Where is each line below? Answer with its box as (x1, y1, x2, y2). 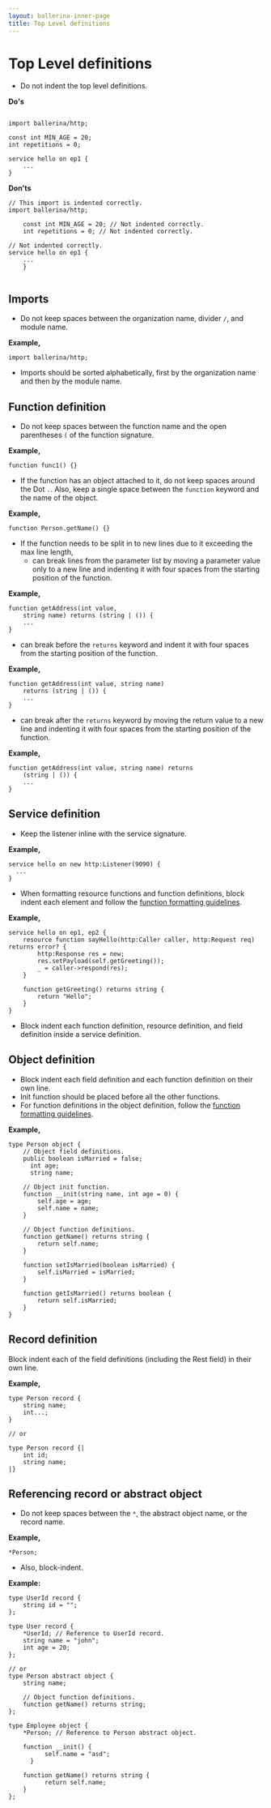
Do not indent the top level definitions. (19, 81, 148, 91)
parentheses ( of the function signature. (19, 431, 155, 440)
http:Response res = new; (37, 949, 125, 958)
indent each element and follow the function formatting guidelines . (19, 897, 243, 906)
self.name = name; (37, 1204, 100, 1212)
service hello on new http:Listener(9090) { (8, 860, 161, 868)
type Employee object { (8, 1722, 89, 1730)
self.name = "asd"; (44, 1750, 111, 1759)
